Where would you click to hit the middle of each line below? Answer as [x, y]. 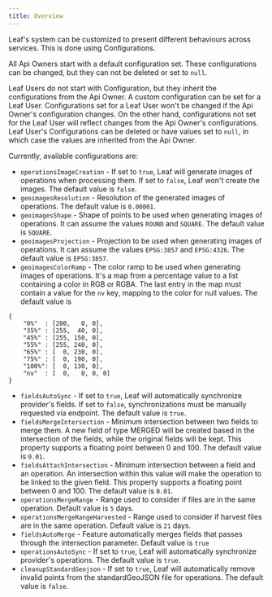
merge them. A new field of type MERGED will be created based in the [137, 430]
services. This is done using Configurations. [82, 48]
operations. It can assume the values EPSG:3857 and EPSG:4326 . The [132, 249]
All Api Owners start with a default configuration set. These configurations [133, 64]
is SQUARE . [36, 232]
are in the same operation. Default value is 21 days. [106, 525]
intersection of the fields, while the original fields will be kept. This [131, 439]
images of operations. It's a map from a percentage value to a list [129, 275]
